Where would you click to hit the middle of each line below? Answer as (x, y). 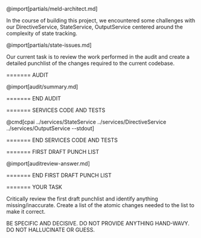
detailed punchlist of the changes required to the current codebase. (91, 63)
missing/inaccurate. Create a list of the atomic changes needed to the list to (101, 205)
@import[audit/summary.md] (42, 87)
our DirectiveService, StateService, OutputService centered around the (94, 27)
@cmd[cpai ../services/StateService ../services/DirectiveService (86, 122)
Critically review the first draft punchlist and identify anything (82, 199)
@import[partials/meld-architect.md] (52, 9)
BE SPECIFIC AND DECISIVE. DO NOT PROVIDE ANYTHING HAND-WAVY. (98, 223)
